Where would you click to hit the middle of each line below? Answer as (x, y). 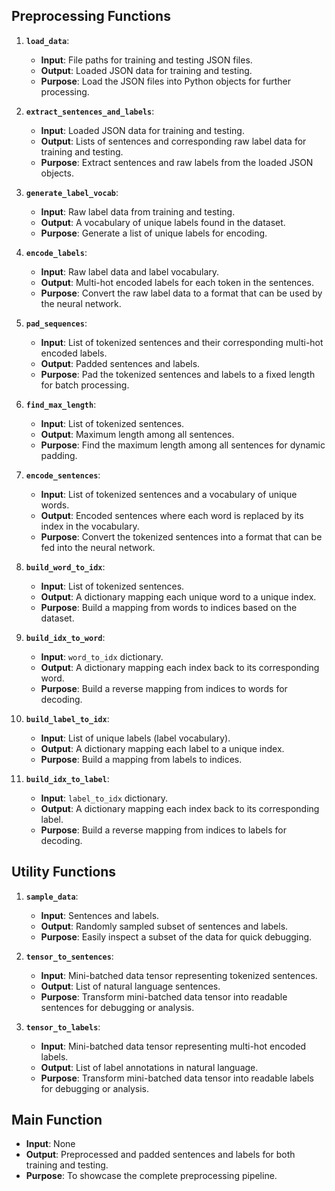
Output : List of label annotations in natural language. (149, 1067)
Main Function (57, 1120)
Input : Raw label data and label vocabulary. (130, 271)
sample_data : (52, 896)
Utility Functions (64, 872)
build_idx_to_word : (65, 637)
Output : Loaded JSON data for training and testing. (146, 70)
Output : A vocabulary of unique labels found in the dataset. (163, 222)
